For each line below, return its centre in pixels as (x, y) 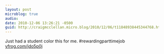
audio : (12, 18)
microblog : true (21, 14)
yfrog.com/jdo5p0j (24, 46)
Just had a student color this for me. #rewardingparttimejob (65, 41)
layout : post (18, 9)
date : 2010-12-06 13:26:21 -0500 (39, 23)
